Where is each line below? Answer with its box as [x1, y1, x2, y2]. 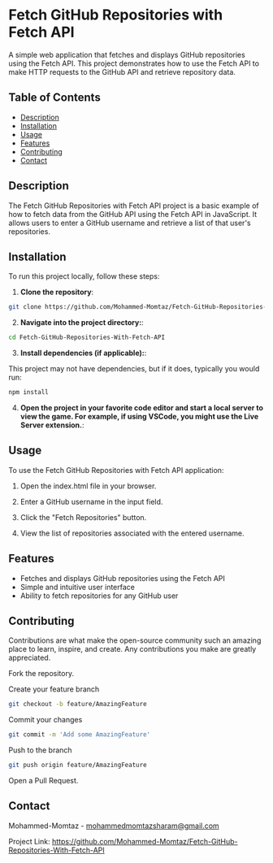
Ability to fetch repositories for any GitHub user [19, 591, 179, 601]
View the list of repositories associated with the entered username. [19, 528, 245, 538]
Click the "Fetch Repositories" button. [19, 512, 147, 522]
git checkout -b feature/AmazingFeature [8, 700, 148, 709]
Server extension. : [19, 420, 84, 430]
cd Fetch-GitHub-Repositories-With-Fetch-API [8, 333, 165, 342]
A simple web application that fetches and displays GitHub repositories [8, 50, 245, 59]
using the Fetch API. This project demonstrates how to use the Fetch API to [8, 59, 260, 68]
